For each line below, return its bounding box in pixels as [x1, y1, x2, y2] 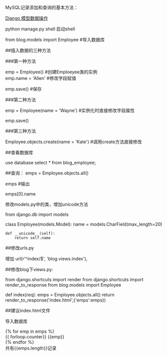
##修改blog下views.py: [5, 266, 53, 272]
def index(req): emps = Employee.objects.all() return [5, 292, 115, 297]
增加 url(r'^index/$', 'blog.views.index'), [5, 256, 88, 261]
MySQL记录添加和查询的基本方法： [5, 5, 78, 10]
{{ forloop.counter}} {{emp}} [5, 334, 65, 340]
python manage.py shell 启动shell [5, 26, 75, 32]
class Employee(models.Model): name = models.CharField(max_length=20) [5, 221, 162, 227]
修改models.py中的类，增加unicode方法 [5, 201, 89, 207]
